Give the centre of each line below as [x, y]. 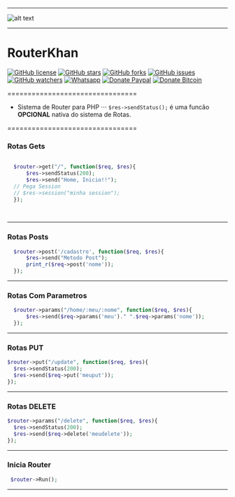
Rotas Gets [26, 146]
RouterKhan [43, 53]
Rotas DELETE [31, 406]
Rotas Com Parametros [47, 295]
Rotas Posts [28, 237]
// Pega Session [37, 186]
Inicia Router [29, 465]
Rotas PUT [26, 348]
